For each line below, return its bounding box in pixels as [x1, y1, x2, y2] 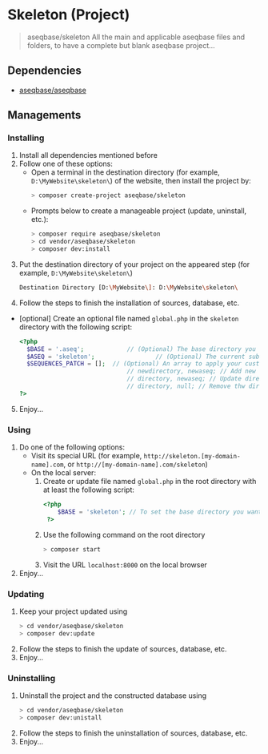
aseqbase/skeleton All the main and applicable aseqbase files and [26, 32, 246, 42]
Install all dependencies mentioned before [18, 151, 158, 160]
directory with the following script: [18, 322, 133, 332]
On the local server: [30, 468, 97, 478]
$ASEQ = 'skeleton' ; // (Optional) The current [26, 353, 246, 361]
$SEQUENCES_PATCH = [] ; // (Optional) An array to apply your [26, 360, 242, 368]
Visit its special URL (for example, [30, 451, 142, 461]
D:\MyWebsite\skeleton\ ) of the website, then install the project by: [30, 176, 251, 186]
